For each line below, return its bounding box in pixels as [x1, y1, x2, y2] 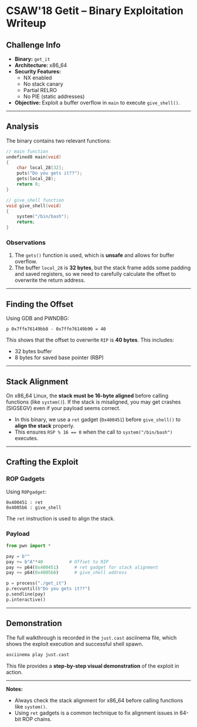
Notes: [6, 685, 23, 692]
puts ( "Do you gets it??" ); [16, 170, 83, 177]
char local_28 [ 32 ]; [16, 165, 64, 171]
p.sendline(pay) [6, 591, 46, 597]
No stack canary [23, 80, 63, 87]
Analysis [6, 121, 39, 131]
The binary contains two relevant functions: [6, 137, 111, 144]
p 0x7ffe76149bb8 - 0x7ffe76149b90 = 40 [6, 326, 107, 332]
